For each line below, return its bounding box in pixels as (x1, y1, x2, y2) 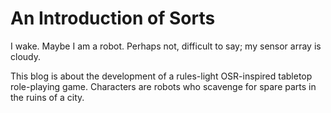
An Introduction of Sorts (10, 7, 216, 30)
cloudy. (10, 50, 41, 62)
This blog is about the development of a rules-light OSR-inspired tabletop (10, 70, 313, 82)
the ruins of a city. (10, 91, 85, 103)
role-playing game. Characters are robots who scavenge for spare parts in (10, 80, 317, 92)
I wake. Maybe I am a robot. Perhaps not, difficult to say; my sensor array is (10, 40, 322, 52)
